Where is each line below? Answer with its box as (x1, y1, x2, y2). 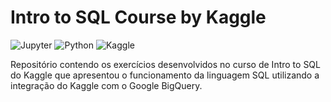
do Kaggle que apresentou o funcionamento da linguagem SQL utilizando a (10, 69, 320, 81)
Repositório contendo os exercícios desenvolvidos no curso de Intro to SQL (10, 58, 321, 70)
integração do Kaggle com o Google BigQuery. (10, 79, 203, 91)
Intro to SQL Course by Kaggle (10, 6, 267, 29)
